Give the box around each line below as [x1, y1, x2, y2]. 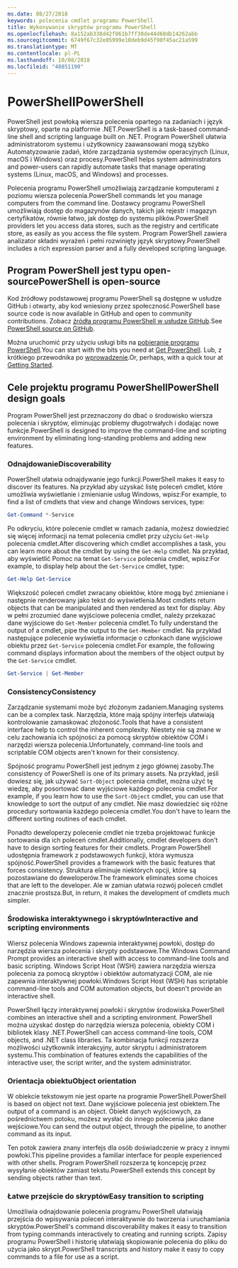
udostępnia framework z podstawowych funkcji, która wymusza [7, 851, 194, 860]
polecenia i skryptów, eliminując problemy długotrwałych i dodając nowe [7, 419, 220, 428]
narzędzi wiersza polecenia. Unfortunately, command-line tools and [7, 740, 203, 749]
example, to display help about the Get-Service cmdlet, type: [7, 562, 185, 571]
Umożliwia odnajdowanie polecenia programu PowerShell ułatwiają [7, 1207, 203, 1216]
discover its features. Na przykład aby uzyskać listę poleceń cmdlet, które [7, 483, 223, 491]
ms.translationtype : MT [7, 43, 78, 50]
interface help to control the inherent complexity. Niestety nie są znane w [7, 725, 221, 734]
